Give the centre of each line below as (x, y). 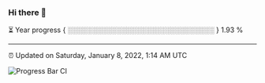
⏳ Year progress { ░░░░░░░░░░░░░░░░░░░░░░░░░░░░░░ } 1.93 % (126, 30)
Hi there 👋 (28, 13)
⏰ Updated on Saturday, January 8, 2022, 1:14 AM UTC (98, 56)
